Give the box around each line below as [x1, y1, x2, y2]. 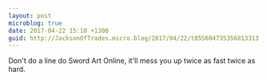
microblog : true [8, 19, 62, 27]
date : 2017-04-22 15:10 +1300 [8, 26, 110, 34]
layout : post [8, 11, 52, 20]
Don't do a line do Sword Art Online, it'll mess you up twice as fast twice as [8, 56, 256, 66]
